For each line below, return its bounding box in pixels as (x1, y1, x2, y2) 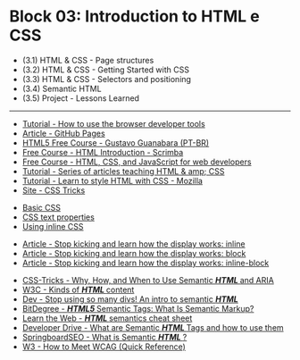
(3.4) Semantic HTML (21, 83, 102, 94)
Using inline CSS (21, 221, 84, 231)
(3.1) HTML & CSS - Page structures (21, 54, 154, 65)
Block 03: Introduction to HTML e (9, 6, 261, 27)
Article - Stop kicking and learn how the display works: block (21, 247, 246, 258)
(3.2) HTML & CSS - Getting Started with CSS (21, 64, 190, 75)
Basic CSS (21, 202, 61, 213)
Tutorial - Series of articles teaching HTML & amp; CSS (21, 165, 225, 176)
